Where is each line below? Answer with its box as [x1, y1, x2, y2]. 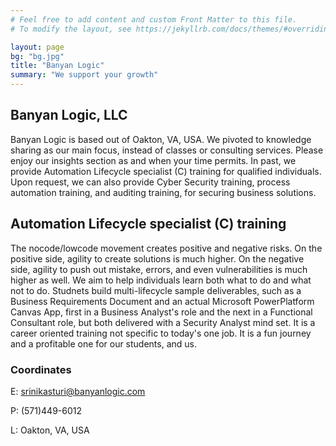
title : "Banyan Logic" [10, 61, 105, 71]
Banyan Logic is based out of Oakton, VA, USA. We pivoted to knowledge [10, 133, 312, 145]
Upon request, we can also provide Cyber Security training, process [10, 176, 291, 188]
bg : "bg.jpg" [10, 51, 65, 61]
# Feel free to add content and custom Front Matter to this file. [10, 14, 298, 25]
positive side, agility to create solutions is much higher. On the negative [10, 252, 305, 265]
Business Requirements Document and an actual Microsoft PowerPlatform [10, 295, 315, 307]
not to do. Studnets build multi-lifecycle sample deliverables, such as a [10, 284, 302, 296]
